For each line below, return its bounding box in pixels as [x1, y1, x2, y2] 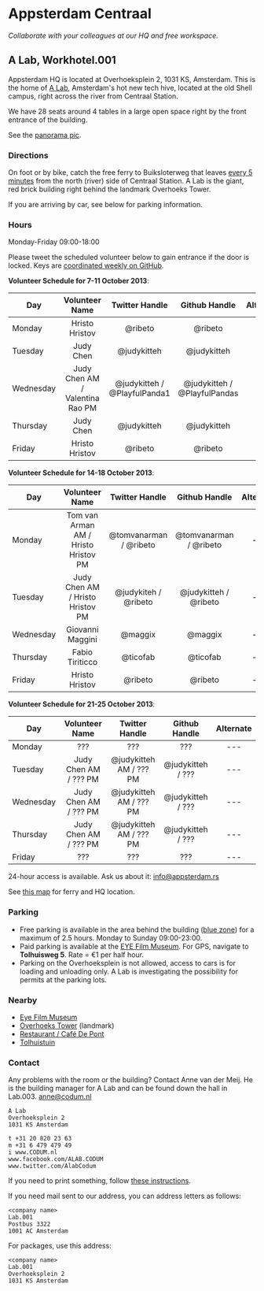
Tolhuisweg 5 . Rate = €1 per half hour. [19, 950, 144, 959]
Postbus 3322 [8, 1220, 51, 1229]
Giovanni [66, 624, 99, 635]
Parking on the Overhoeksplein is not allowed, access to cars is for [19, 958, 236, 967]
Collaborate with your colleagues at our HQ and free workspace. [8, 31, 218, 40]
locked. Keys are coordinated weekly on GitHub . [8, 261, 164, 270]
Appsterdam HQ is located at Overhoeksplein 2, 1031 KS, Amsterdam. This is [8, 74, 256, 83]
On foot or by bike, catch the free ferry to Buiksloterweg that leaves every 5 [8, 168, 253, 177]
